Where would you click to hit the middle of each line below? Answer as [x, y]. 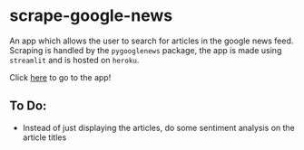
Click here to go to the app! [60, 77]
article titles [44, 137]
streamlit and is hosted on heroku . [74, 60]
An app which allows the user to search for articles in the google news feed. [152, 41]
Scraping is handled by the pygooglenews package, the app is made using [146, 50]
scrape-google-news [91, 16]
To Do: [28, 106]
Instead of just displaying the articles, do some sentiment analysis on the [158, 127]
